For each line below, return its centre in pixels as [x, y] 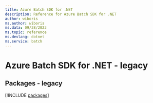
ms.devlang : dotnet [25, 37]
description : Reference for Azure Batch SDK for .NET [61, 14]
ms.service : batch [24, 41]
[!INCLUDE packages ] [27, 95]
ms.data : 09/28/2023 [26, 28]
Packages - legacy [34, 83]
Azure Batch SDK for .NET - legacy [76, 65]
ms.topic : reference [26, 32]
